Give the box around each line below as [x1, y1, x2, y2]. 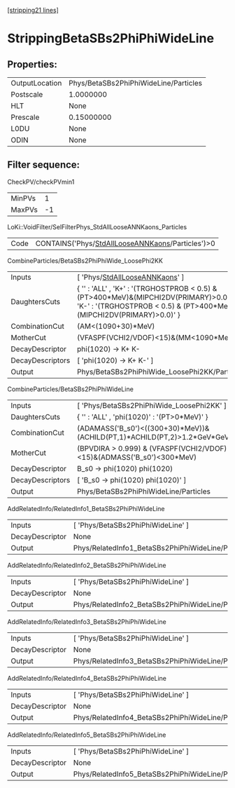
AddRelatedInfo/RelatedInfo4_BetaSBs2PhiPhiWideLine [7, 674, 166, 682]
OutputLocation [10, 79, 62, 88]
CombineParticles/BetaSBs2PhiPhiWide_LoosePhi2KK [7, 256, 163, 265]
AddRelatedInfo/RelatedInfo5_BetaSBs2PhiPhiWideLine [7, 731, 166, 739]
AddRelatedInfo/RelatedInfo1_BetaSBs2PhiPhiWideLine [7, 504, 165, 512]
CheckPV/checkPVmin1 [7, 177, 75, 186]
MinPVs [10, 193, 36, 203]
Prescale [10, 112, 40, 122]
